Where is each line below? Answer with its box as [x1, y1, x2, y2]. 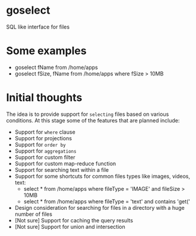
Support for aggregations [14, 147, 77, 155]
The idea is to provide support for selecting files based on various [6, 111, 169, 118]
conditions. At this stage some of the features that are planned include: [6, 117, 180, 124]
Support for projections [14, 134, 72, 141]
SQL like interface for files [6, 23, 70, 30]
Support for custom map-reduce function [14, 160, 116, 167]
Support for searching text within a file [14, 166, 109, 173]
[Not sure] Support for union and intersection [14, 223, 126, 230]
